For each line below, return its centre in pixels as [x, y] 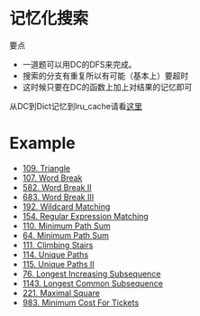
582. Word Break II [57, 187]
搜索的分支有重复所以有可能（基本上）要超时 [105, 75]
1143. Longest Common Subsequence [93, 283]
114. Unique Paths [55, 255]
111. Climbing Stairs [58, 245]
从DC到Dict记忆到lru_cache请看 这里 [76, 106]
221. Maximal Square [61, 293]
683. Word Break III [58, 197]
